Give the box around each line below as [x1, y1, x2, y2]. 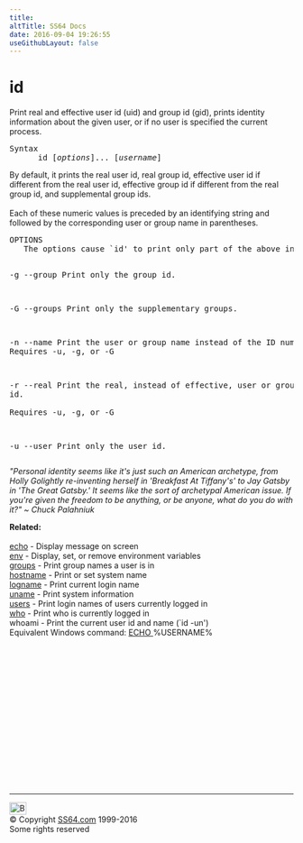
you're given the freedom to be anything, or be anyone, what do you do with [9, 495, 293, 506]
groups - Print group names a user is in [9, 560, 155, 571]
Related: [9, 522, 42, 533]
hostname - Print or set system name [9, 570, 147, 581]
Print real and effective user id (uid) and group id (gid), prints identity [9, 107, 265, 118]
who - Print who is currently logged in [9, 608, 151, 619]
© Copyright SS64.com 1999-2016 [9, 814, 138, 825]
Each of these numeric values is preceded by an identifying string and [9, 208, 270, 219]
